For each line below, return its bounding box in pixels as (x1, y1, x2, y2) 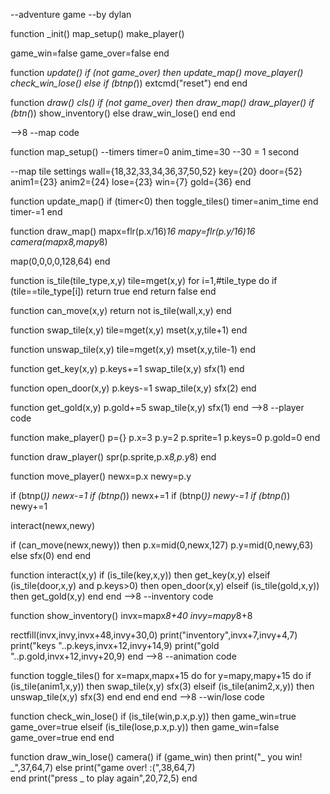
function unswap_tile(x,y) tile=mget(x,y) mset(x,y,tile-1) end (10, 344, 256, 355)
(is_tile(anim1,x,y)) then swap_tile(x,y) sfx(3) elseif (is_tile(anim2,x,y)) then (10, 680, 315, 692)
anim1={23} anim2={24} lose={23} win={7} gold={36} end (10, 176, 252, 188)
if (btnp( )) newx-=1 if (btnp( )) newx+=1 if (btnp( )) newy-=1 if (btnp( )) (10, 490, 291, 501)
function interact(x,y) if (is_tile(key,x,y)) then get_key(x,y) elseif (10, 569, 271, 581)
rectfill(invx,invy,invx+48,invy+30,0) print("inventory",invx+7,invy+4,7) (10, 629, 298, 641)
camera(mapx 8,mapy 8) (10, 236, 108, 248)
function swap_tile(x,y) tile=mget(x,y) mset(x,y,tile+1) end (10, 324, 248, 336)
